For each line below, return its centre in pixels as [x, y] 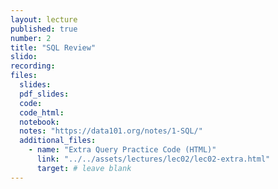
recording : [33, 66]
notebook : [39, 122]
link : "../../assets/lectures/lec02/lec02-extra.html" [153, 159]
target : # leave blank [84, 168]
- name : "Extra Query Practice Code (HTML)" [122, 150]
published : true [44, 29]
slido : [24, 57]
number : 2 [31, 38]
